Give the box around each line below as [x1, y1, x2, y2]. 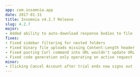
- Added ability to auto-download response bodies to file [5, 31, 133, 36]
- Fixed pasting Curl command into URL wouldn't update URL [5, 50, 135, 55]
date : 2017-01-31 [5, 12, 42, 17]
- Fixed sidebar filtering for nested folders [5, 41, 106, 46]
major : [5, 26, 19, 31]
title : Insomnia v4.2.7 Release [5, 17, 74, 22]
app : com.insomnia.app [5, 7, 53, 13]
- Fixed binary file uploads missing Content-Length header [5, 45, 135, 50]
